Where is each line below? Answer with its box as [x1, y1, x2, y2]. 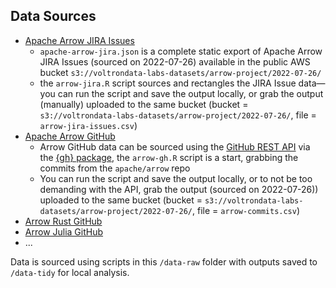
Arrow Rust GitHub [24, 215, 103, 227]
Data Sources [10, 8, 97, 25]
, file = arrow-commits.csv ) [192, 204, 301, 216]
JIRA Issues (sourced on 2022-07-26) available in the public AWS [39, 55, 311, 68]
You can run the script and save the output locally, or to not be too [39, 172, 313, 184]
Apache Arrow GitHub [24, 130, 116, 142]
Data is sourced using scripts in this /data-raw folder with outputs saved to [10, 255, 318, 268]
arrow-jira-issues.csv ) [39, 119, 138, 131]
